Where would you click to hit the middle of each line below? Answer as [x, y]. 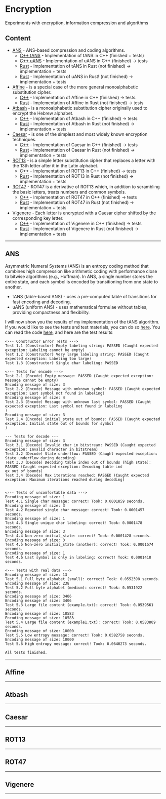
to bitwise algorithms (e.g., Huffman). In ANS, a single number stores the [79, 276]
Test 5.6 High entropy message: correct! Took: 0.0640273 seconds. [76, 644]
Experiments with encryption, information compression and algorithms [77, 23]
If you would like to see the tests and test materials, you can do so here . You [83, 327]
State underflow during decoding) [41, 458]
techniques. [24, 139]
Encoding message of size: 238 [37, 583]
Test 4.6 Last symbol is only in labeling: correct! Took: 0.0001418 [78, 557]
